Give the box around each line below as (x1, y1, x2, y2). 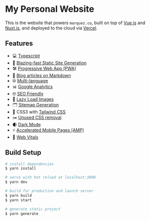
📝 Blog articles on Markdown (12, 73, 72, 78)
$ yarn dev (5, 180, 28, 184)
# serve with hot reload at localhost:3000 (5, 175, 96, 180)
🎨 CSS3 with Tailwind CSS (12, 109, 66, 114)
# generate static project (5, 206, 61, 212)
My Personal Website (5, 3, 95, 15)
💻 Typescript (12, 53, 40, 59)
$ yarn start (5, 197, 32, 203)
